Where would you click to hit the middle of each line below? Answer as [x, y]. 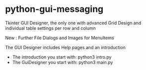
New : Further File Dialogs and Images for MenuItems [60, 38]
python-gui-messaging [54, 9]
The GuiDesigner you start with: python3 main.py [63, 62]
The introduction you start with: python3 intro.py [62, 57]
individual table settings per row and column [50, 28]
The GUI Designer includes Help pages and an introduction [65, 47]
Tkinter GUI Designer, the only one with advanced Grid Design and [73, 23]
